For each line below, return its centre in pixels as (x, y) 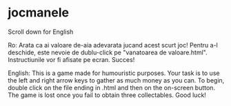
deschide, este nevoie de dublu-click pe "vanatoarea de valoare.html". (108, 52)
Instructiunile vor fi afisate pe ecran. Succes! (71, 59)
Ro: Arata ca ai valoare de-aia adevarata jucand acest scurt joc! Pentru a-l (113, 45)
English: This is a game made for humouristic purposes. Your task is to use (114, 73)
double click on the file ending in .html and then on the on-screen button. (112, 87)
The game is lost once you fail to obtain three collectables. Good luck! (107, 95)
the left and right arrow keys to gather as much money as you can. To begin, (116, 80)
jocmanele (39, 13)
